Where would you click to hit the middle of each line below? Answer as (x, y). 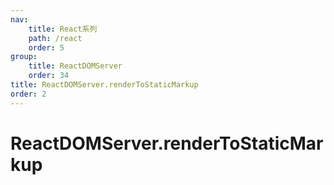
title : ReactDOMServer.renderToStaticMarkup (104, 85)
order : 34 (49, 76)
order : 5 (46, 47)
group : (24, 57)
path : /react (55, 38)
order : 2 (28, 94)
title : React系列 (63, 29)
